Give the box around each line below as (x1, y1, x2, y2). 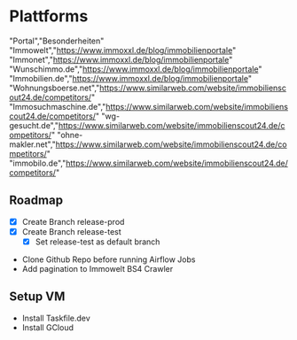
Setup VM (9, 290, 66, 305)
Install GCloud (21, 321, 74, 333)
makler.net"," (9, 139, 56, 150)
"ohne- (57, 129, 83, 140)
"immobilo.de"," (9, 158, 66, 168)
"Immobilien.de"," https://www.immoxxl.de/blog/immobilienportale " (9, 73, 253, 83)
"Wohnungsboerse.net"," (9, 82, 100, 93)
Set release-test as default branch (35, 236, 160, 247)
